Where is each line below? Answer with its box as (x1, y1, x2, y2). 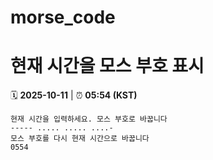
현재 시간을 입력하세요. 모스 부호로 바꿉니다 (10, 114, 168, 125)
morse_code (10, 6, 116, 29)
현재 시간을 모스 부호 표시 (10, 55, 205, 78)
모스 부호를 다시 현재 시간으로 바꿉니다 (10, 134, 150, 144)
